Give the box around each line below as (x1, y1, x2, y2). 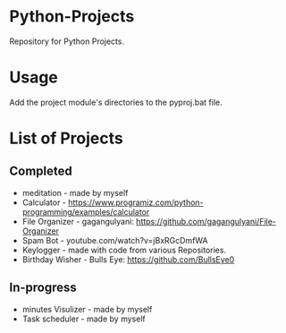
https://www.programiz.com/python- (68, 197, 204, 208)
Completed (9, 164, 73, 179)
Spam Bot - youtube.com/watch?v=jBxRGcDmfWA (21, 235, 208, 245)
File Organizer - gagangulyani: (21, 216, 134, 226)
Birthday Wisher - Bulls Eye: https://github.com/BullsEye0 (21, 253, 235, 265)
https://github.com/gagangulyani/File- (135, 216, 277, 226)
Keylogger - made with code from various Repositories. (21, 244, 226, 255)
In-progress (9, 280, 78, 295)
